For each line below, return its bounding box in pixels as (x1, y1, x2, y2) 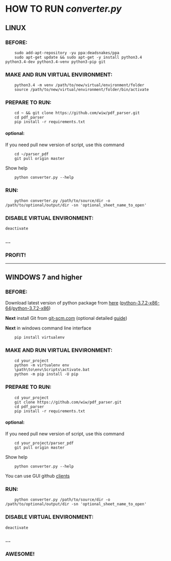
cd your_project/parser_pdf (14, 440, 74, 446)
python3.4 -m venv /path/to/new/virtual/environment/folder (14, 83, 145, 88)
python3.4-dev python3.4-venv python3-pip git (5, 59, 106, 64)
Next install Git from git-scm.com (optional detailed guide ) (5, 315, 127, 321)
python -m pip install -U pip (14, 371, 79, 377)
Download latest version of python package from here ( (5, 300, 122, 306)
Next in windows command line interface (5, 325, 92, 331)
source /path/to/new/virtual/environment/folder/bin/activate (14, 87, 149, 92)
